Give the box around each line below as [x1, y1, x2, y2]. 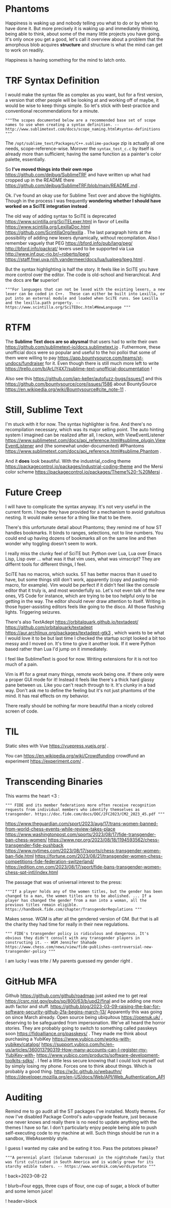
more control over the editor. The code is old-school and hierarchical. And [5, 271, 161, 278]
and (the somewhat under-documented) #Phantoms [35, 442, 145, 449]
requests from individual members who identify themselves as [5, 807, 140, 812]
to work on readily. [5, 47, 44, 53]
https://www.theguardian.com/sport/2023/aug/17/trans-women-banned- [5, 820, 158, 826]
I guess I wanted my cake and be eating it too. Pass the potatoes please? [5, 1145, 158, 1151]
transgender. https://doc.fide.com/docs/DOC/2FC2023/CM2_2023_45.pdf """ [5, 811, 165, 817]
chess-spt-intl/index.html [5, 869, 59, 875]
